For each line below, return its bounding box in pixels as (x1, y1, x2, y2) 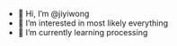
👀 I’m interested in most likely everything (17, 18, 169, 28)
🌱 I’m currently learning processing (17, 27, 148, 37)
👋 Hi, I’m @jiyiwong (17, 9, 90, 19)
